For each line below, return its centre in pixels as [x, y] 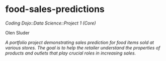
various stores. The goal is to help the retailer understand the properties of [83, 47]
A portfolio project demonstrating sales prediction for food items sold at [80, 42]
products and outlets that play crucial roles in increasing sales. [71, 53]
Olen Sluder [18, 32]
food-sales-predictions [55, 9]
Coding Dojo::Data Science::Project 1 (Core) [51, 23]
